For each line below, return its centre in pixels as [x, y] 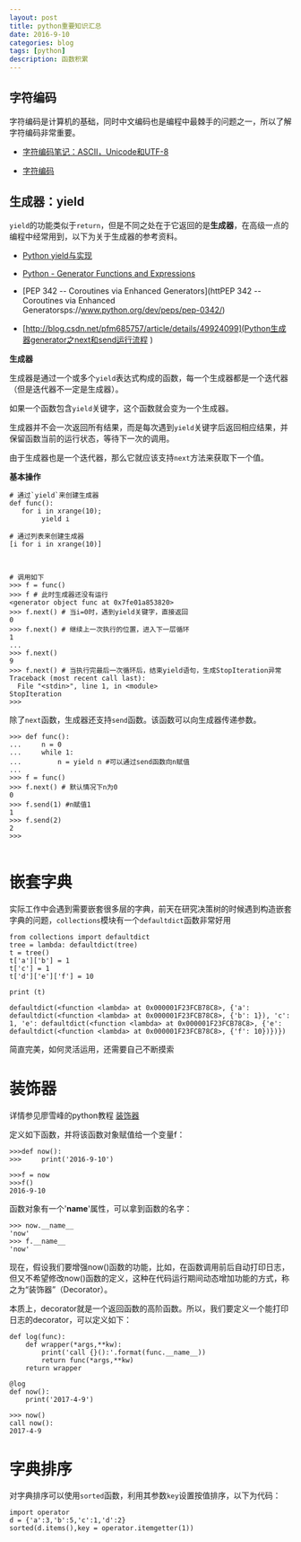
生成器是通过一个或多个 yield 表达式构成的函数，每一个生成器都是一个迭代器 [149, 377]
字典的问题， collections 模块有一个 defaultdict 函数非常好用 [120, 920]
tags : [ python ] [38, 51]
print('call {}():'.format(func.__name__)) [124, 1353]
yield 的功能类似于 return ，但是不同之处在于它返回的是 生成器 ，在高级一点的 [149, 225]
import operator [39, 1513]
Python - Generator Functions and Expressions [108, 273]
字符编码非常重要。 [45, 132]
